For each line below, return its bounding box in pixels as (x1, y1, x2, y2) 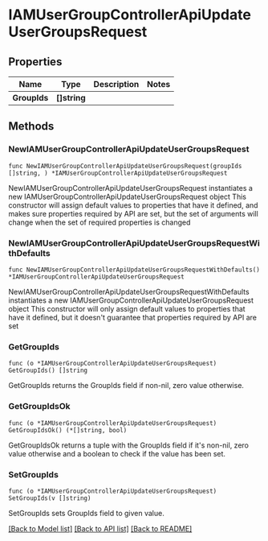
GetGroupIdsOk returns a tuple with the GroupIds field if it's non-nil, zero (8, 440, 249, 450)
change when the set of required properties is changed (8, 217, 191, 227)
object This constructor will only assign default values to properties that (8, 304, 246, 313)
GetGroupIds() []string (8, 366, 88, 375)
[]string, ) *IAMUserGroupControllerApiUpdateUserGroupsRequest (8, 169, 228, 177)
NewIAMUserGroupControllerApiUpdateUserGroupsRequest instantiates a (8, 183, 253, 192)
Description (93, 79, 140, 89)
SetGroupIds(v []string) (8, 494, 91, 502)
